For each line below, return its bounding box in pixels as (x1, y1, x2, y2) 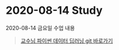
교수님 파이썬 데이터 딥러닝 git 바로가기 (20, 37, 114, 44)
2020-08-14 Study (5, 4, 103, 17)
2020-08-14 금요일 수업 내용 (5, 24, 75, 31)
